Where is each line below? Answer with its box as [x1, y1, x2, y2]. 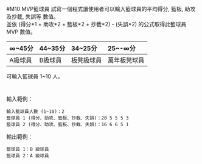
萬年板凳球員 [107, 56, 145, 64]
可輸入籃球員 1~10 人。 [6, 73, 64, 80]
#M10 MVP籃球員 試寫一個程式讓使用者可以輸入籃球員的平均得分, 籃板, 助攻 [6, 5, 196, 12]
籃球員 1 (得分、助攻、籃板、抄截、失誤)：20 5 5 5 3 [6, 115, 129, 121]
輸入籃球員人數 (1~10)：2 [6, 109, 65, 115]
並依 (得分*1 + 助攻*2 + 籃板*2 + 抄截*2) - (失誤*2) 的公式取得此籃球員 [6, 21, 187, 27]
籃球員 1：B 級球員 [6, 146, 49, 152]
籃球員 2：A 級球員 [6, 153, 49, 159]
